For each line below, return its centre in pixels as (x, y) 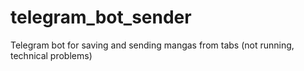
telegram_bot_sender (101, 17)
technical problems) (51, 55)
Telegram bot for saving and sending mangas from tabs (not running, (152, 45)
